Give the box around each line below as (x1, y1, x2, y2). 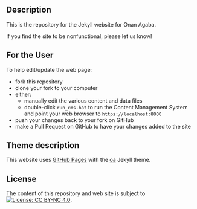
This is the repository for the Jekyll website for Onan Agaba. (6, 21, 157, 28)
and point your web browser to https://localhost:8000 (24, 110, 162, 117)
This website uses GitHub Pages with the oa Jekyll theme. (6, 156, 151, 164)
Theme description (6, 140, 80, 150)
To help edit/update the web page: (6, 66, 92, 73)
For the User (6, 50, 54, 60)
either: (15, 91, 31, 98)
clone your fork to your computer (15, 84, 98, 91)
